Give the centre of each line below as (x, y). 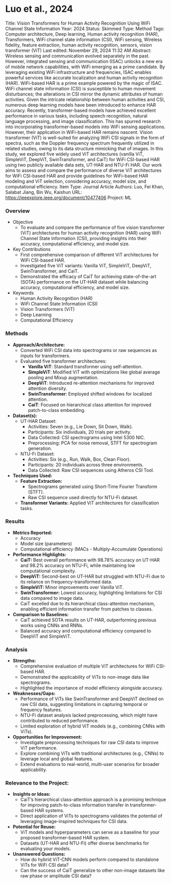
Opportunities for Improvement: (47, 737)
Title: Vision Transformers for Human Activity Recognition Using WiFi (78, 23)
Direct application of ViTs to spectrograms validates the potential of (91, 816)
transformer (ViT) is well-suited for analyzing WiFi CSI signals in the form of (85, 137)
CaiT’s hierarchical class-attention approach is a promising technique (93, 800)
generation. (40, 448)
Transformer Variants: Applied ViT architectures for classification (90, 503)
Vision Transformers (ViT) (47, 309)
